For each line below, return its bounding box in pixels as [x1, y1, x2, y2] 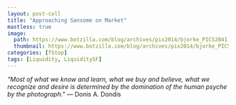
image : [7, 29, 27, 37]
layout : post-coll [7, 10, 61, 17]
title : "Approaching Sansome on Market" [7, 17, 128, 24]
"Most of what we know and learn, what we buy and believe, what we [7, 75, 210, 83]
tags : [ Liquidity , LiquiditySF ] [7, 56, 102, 63]
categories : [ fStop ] [7, 50, 68, 57]
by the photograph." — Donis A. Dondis [7, 90, 122, 98]
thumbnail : [13, 43, 46, 50]
